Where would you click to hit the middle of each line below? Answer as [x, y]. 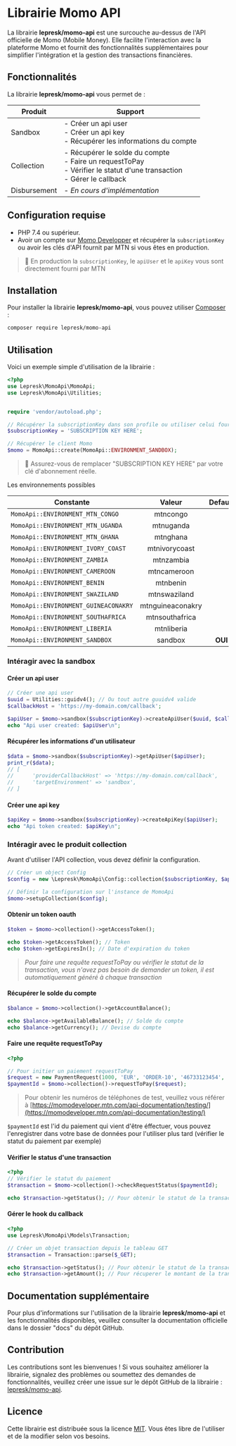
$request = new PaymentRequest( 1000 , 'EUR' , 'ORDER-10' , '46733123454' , [116, 1077]
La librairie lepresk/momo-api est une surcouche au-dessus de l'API [106, 32]
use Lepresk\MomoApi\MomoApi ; [52, 386]
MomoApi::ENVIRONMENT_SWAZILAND [65, 594]
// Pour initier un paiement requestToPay [70, 1071]
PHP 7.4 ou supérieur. [49, 232]
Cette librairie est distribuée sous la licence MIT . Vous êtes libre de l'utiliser [116, 1428]
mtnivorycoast [171, 549]
